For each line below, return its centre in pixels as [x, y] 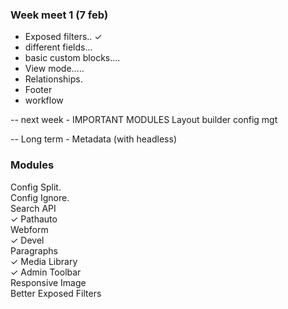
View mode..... [54, 69]
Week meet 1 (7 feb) [59, 15]
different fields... [58, 47]
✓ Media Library [44, 261]
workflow [44, 100]
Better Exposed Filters [56, 293]
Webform [29, 229]
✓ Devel [27, 240]
